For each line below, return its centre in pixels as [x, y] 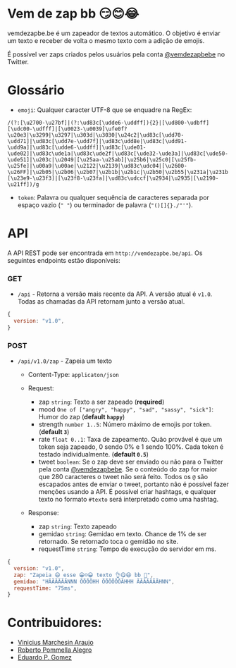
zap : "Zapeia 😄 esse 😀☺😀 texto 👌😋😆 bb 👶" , [83, 575]
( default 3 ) [54, 432]
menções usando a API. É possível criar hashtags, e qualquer [127, 492]
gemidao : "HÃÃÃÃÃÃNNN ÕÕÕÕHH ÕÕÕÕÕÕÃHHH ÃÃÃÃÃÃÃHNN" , [94, 581]
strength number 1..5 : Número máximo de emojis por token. [125, 424]
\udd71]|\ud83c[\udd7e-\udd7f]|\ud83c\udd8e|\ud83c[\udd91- [98, 141]
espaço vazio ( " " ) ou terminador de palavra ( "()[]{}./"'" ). [105, 205]
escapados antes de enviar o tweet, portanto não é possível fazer [133, 484]
